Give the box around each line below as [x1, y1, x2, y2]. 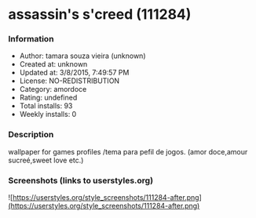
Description [8, 129, 54, 140]
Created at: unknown [19, 60, 88, 69]
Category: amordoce [19, 85, 87, 94]
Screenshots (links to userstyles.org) [8, 175, 154, 186]
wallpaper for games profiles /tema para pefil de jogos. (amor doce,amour [8, 147, 248, 156]
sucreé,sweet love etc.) [8, 155, 84, 165]
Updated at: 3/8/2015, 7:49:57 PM [19, 68, 130, 78]
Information [8, 34, 54, 45]
